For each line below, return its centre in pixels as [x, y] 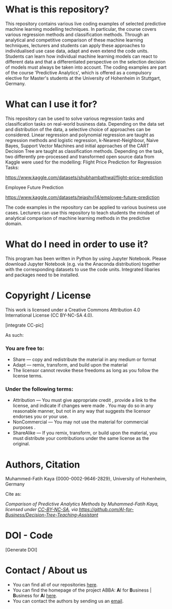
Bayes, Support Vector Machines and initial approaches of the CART [77, 146]
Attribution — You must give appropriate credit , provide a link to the [84, 400]
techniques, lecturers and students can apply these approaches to [75, 45]
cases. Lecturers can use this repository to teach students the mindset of [82, 212]
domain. [14, 224]
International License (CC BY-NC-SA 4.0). [49, 315]
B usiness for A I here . [35, 596]
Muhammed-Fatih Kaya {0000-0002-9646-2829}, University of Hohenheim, [86, 479]
